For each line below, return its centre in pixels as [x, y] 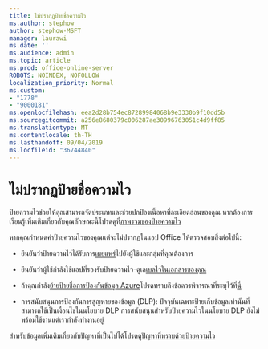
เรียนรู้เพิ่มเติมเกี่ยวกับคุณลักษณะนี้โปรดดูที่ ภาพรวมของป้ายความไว [95, 221]
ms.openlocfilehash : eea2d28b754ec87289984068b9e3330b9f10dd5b [117, 113]
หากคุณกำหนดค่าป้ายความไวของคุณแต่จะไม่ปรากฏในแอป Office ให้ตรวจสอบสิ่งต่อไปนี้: [126, 237]
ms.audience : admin [42, 53]
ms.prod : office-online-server [61, 68]
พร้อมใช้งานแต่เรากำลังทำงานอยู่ [62, 320]
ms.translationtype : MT [49, 128]
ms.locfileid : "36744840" [52, 150]
